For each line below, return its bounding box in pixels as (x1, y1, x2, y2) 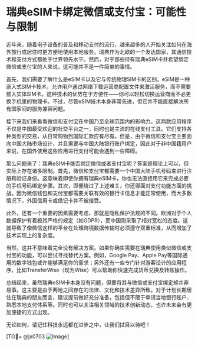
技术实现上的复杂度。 (6, 231, 58, 238)
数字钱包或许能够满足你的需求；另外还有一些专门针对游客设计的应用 (16, 258, 181, 266)
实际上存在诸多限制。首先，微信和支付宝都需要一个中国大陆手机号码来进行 (6, 167, 187, 174)
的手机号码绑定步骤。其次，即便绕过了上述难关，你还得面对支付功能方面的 (6, 182, 187, 189)
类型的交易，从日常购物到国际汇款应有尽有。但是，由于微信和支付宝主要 (11, 132, 187, 140)
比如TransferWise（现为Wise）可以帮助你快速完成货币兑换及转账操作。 (16, 266, 190, 273)
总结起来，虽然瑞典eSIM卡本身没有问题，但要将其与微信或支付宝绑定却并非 (6, 279, 189, 286)
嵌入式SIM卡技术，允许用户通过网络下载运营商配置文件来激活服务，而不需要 (6, 83, 192, 90)
